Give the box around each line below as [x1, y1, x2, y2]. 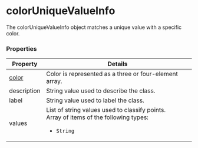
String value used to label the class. [46, 96, 144, 104]
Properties [6, 44, 37, 52]
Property [12, 60, 38, 68]
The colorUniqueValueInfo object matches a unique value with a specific [6, 24, 182, 31]
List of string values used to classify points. [46, 106, 166, 114]
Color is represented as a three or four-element [46, 70, 178, 78]
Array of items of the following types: [46, 113, 149, 121]
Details [107, 60, 128, 68]
